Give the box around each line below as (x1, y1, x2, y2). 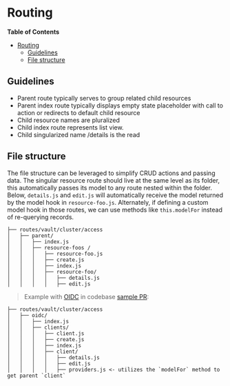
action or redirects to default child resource (17, 108, 140, 116)
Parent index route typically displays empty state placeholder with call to (17, 101, 224, 110)
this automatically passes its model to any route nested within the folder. (7, 183, 212, 192)
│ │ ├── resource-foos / (7, 244, 91, 251)
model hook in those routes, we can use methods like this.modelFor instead (7, 205, 222, 214)
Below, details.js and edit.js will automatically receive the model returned (7, 191, 224, 199)
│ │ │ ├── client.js (7, 329, 85, 337)
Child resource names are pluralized (17, 116, 121, 124)
